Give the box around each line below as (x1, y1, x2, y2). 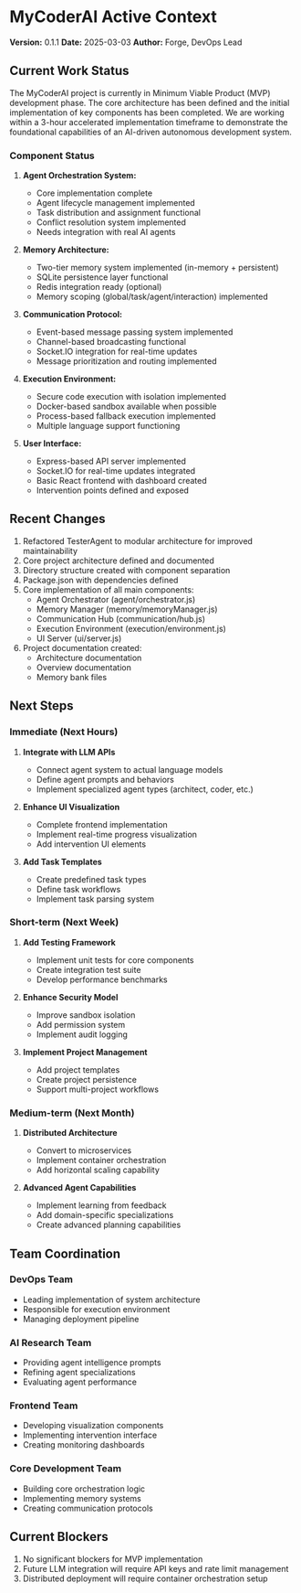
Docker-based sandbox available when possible (36, 401, 217, 412)
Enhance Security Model (22, 991, 119, 1002)
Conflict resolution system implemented (36, 217, 187, 228)
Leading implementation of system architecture (22, 1294, 201, 1305)
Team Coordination (9, 1246, 121, 1261)
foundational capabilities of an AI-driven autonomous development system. (9, 126, 292, 137)
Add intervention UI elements (36, 839, 147, 850)
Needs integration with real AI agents (36, 227, 176, 238)
